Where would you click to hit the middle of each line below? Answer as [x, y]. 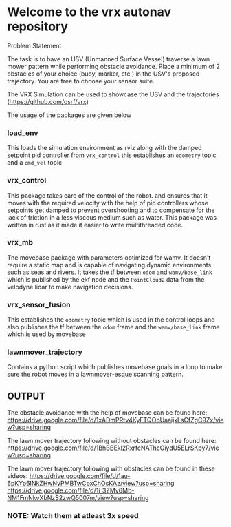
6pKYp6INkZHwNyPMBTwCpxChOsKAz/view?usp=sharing [91, 484]
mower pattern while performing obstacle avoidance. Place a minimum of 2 [113, 66]
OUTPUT [26, 396]
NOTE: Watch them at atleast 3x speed [73, 516]
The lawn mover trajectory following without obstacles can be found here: [112, 441]
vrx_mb [20, 242]
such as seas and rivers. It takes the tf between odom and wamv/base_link [110, 272]
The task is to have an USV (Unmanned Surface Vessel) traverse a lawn [109, 59]
